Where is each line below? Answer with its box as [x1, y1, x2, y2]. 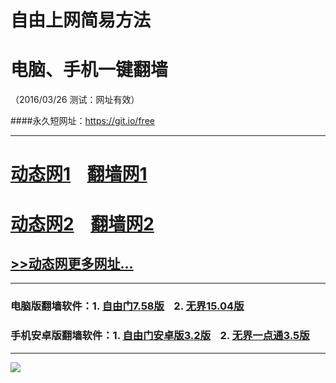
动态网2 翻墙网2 [10, 212, 155, 235]
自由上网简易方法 [10, 9, 152, 32]
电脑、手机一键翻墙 [10, 59, 169, 81]
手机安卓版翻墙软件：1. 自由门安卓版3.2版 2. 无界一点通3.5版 [10, 329, 310, 343]
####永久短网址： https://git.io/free [10, 115, 155, 127]
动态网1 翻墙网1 [10, 163, 148, 186]
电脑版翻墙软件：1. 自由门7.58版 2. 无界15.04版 [10, 299, 245, 313]
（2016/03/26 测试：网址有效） [10, 94, 140, 106]
